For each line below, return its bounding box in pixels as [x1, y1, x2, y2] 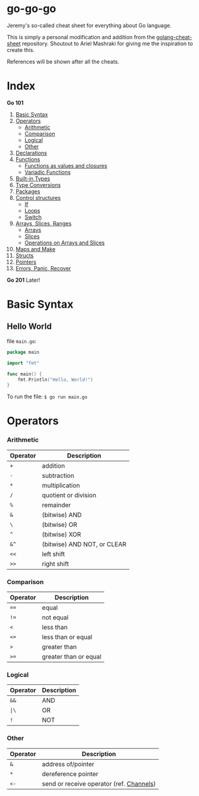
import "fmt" [7, 360, 40, 366]
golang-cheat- [156, 33, 192, 40]
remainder [41, 500, 72, 509]
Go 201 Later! [7, 276, 41, 284]
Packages [15, 188, 41, 195]
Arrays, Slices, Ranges [15, 220, 72, 227]
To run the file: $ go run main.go [7, 393, 88, 400]
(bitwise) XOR [41, 530, 82, 538]
